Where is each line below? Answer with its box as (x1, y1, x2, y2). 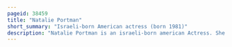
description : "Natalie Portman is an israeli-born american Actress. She (7, 29, 226, 37)
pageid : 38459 (7, 10, 49, 17)
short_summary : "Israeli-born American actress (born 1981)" (7, 23, 188, 30)
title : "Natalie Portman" (7, 17, 82, 23)
